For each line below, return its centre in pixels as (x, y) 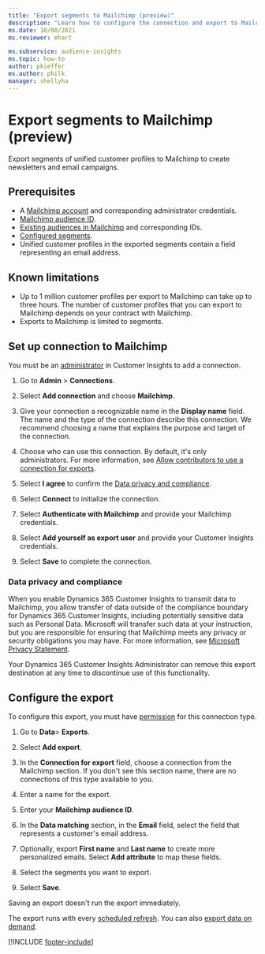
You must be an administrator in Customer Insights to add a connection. (125, 365)
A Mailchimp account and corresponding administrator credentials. (128, 211)
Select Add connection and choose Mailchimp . (97, 396)
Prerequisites (42, 191)
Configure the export (61, 697)
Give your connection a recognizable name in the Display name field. (132, 411)
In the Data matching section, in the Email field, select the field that (129, 825)
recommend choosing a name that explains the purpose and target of (132, 428)
